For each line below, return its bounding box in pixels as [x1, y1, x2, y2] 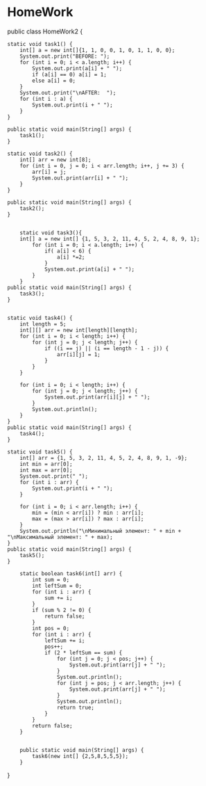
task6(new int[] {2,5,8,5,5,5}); [32, 753, 129, 760]
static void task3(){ [19, 229, 82, 236]
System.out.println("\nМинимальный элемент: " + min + [19, 527, 182, 534]
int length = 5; [19, 321, 67, 328]
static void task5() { [7, 448, 73, 456]
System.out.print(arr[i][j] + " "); [44, 394, 151, 401]
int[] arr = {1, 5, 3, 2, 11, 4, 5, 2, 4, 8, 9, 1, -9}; [19, 454, 188, 461]
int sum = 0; [32, 576, 70, 583]
